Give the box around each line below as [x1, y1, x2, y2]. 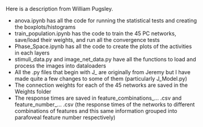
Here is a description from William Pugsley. [5, 5, 114, 12]
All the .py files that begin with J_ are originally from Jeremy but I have [14, 69, 191, 75]
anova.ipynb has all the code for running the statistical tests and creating [14, 17, 197, 24]
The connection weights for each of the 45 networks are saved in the [14, 81, 188, 89]
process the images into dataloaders [14, 62, 106, 69]
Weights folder [14, 88, 52, 95]
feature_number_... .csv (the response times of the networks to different [14, 101, 195, 108]
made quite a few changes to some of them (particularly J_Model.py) [14, 75, 188, 82]
